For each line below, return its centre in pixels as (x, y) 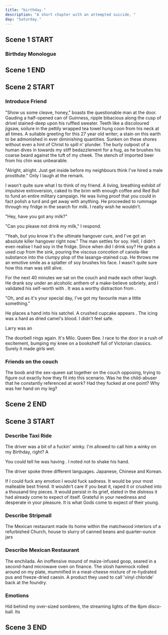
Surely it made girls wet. (30, 348)
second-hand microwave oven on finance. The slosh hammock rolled (77, 566)
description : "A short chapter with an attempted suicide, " (71, 15)
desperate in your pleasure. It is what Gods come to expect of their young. (82, 502)
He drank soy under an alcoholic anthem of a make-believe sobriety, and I (82, 283)
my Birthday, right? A (27, 452)
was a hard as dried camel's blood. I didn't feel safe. (59, 318)
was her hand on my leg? (31, 389)
